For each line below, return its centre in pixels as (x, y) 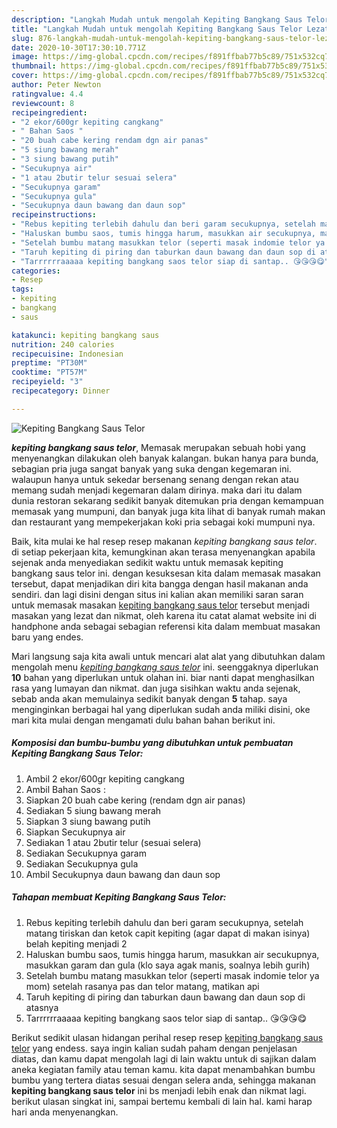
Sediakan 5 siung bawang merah (93, 810)
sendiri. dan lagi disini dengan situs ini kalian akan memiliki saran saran (157, 594)
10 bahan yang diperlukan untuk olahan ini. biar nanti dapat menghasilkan (163, 677)
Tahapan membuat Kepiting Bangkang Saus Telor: (119, 897)
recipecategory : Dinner (61, 391)
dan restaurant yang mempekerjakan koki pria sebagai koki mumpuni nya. (163, 522)
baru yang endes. (47, 637)
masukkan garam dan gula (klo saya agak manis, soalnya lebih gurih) (168, 965)
